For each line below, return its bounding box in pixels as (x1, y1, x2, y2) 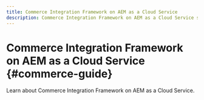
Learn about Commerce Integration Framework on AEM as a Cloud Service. (6, 87, 195, 95)
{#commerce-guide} (6, 66, 113, 80)
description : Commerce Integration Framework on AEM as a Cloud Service (6, 15, 194, 21)
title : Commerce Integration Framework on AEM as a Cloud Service (6, 9, 178, 15)
